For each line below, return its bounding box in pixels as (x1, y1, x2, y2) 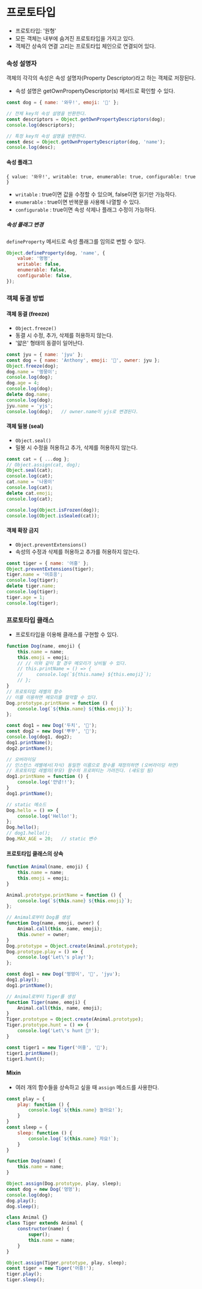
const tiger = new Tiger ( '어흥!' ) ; (6, 1265, 95, 1272)
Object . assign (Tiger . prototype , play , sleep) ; (6, 1260, 127, 1266)
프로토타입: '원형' (15, 27, 57, 34)
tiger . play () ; (6, 1271, 43, 1277)
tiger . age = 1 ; (6, 594, 45, 601)
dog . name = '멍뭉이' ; (6, 368, 58, 375)
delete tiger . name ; (6, 583, 56, 589)
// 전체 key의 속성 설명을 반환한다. (6, 111, 88, 117)
